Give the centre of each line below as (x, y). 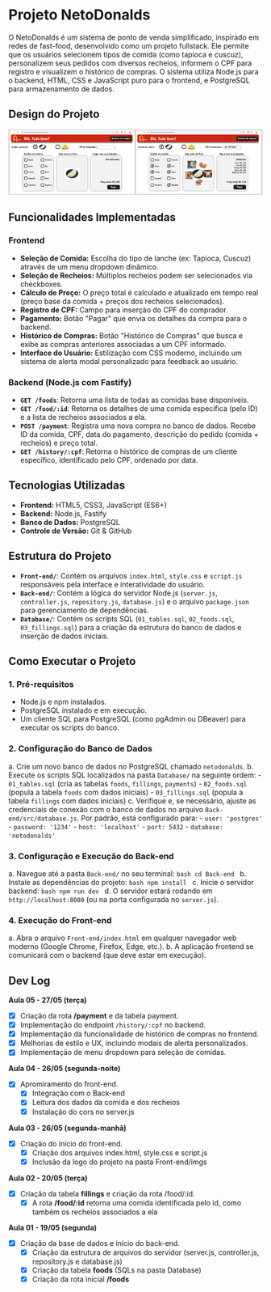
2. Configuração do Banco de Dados (81, 748)
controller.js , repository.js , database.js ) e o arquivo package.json (135, 601)
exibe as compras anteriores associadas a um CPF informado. (123, 344)
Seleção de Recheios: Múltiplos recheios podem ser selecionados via (136, 275)
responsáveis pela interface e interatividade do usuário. (113, 584)
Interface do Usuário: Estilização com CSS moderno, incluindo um (131, 353)
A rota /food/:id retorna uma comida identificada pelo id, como (137, 1202)
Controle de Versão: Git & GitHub (76, 531)
